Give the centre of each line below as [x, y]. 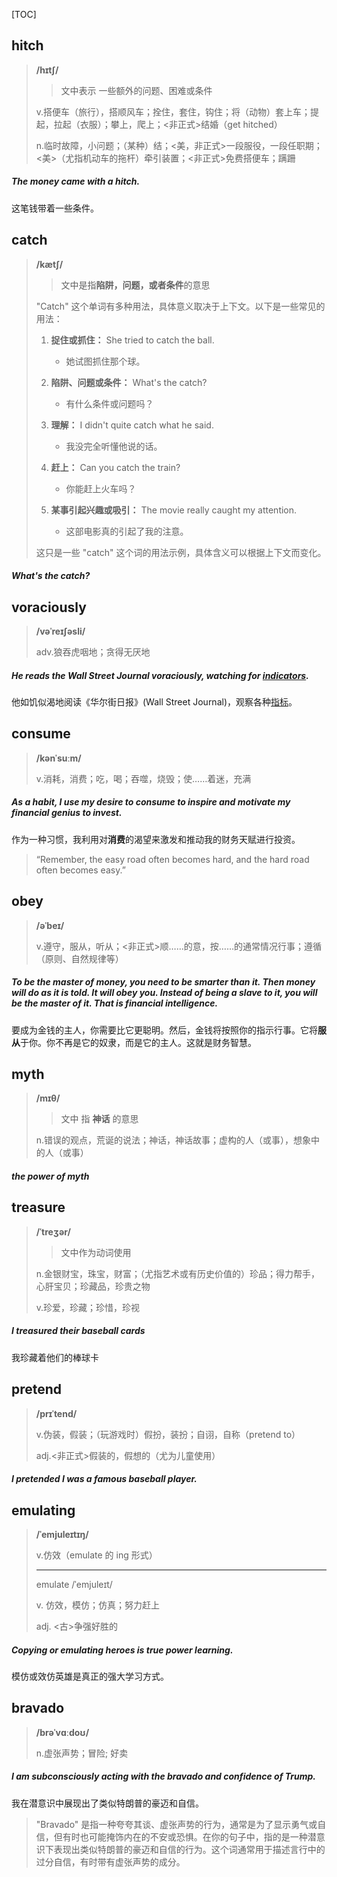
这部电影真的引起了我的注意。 [127, 531]
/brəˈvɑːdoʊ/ [62, 1732]
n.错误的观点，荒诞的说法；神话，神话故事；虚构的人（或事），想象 [173, 1140]
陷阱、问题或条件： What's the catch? [129, 382]
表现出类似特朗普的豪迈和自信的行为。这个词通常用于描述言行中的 [189, 1849]
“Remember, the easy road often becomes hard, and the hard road [172, 859]
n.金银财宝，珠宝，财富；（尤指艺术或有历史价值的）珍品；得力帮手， [178, 1273]
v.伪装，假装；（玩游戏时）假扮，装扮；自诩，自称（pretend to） [168, 1434]
